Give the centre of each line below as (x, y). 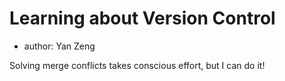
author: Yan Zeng (59, 46)
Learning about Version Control (142, 18)
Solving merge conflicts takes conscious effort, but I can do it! (137, 65)
